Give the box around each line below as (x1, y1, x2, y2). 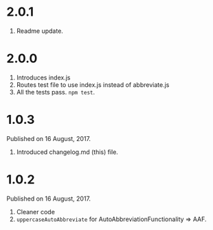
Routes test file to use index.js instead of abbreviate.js (16, 80, 170, 89)
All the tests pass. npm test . (16, 88, 96, 96)
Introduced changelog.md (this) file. (16, 148, 118, 156)
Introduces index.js (16, 73, 71, 81)
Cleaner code (16, 207, 56, 216)
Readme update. (16, 27, 63, 35)
